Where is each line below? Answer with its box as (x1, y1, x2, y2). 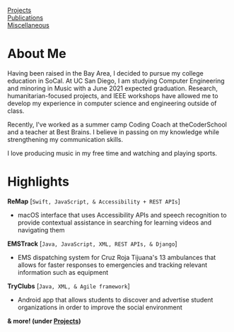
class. (7, 106, 25, 115)
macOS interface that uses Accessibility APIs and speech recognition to (17, 211, 228, 219)
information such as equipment (17, 268, 109, 276)
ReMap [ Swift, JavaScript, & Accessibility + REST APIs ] (7, 197, 180, 206)
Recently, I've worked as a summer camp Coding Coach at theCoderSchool (7, 120, 228, 129)
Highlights (7, 174, 69, 190)
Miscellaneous (7, 21, 49, 29)
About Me (7, 46, 66, 62)
